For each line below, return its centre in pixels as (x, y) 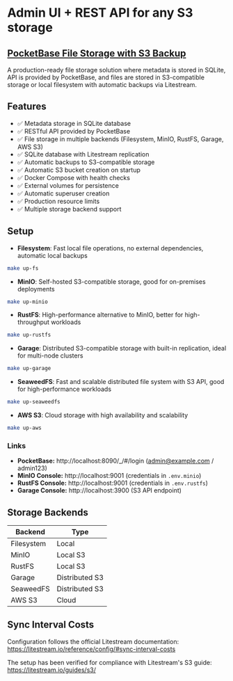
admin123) (32, 468)
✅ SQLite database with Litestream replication (83, 154)
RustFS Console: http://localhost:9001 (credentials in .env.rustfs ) (113, 483)
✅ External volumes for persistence (68, 185)
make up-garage (29, 369)
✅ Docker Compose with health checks (74, 177)
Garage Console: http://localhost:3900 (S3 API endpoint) (99, 490)
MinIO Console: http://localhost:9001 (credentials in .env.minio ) (109, 476)
